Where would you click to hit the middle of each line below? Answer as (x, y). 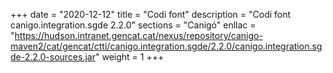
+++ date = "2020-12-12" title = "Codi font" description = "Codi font (151, 14)
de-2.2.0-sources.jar (53, 57)
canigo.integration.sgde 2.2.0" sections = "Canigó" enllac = (133, 25)
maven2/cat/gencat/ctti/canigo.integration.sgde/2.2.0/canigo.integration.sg (166, 46)
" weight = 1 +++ (129, 57)
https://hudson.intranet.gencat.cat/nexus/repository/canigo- (138, 35)
